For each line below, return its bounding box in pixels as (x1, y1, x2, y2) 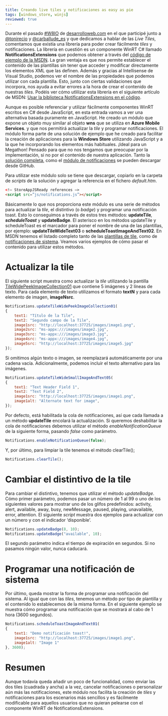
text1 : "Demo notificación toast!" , (14, 631, 91, 636)
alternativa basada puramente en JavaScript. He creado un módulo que (5, 115, 153, 121)
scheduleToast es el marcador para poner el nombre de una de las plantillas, (5, 223, 163, 229)
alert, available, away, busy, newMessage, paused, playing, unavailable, (5, 506, 154, 512)
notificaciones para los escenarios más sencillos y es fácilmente (5, 694, 138, 700)
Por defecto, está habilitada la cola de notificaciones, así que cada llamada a (5, 412, 163, 418)
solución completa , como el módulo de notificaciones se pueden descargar (5, 158, 161, 164)
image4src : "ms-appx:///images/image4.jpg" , (14, 337, 109, 342)
